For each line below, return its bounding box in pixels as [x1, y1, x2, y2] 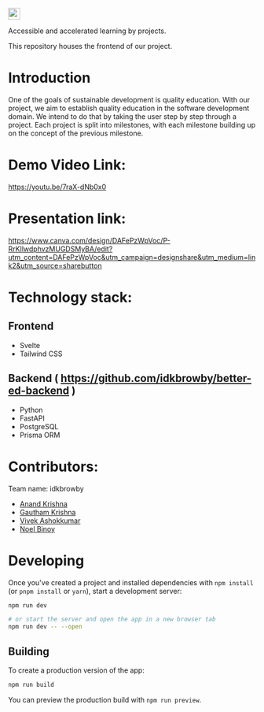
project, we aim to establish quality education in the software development [8, 103, 250, 113]
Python [19, 405, 43, 414]
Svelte [19, 340, 41, 350]
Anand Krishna [19, 499, 68, 508]
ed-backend [8, 384, 70, 398]
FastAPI [19, 413, 45, 423]
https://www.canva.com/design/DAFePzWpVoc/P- [8, 235, 170, 245]
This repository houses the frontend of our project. [8, 42, 173, 50]
